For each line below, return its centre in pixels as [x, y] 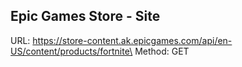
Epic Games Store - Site [85, 16]
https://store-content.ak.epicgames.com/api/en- [132, 40]
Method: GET [162, 51]
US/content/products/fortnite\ [71, 51]
